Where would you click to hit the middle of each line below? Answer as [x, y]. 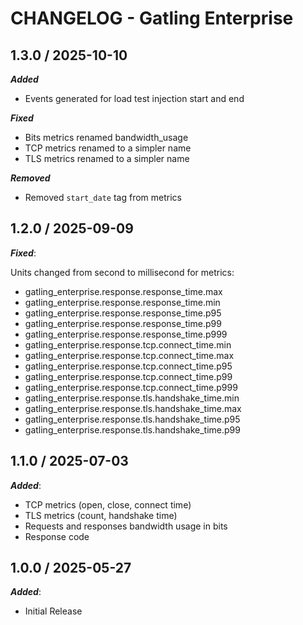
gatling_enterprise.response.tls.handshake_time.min [132, 398]
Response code [57, 536]
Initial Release [53, 611]
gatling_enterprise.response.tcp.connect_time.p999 [131, 387]
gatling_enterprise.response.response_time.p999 [126, 334]
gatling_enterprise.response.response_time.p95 [123, 313]
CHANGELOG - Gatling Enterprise [152, 18]
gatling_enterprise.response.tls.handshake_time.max [133, 408]
